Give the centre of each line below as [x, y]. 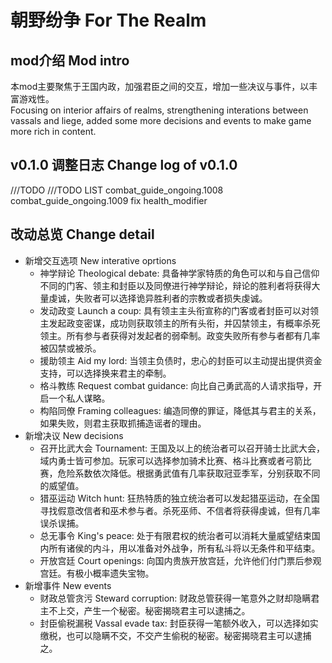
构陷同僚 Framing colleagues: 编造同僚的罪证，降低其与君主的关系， [180, 410]
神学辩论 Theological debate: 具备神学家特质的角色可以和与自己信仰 [179, 273]
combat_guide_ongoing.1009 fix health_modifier [109, 200]
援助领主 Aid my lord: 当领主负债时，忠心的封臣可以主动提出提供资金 [181, 360]
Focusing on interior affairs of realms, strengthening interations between [159, 110]
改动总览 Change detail [82, 234]
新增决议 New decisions [74, 435]
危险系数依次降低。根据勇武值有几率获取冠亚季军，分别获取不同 [189, 473]
